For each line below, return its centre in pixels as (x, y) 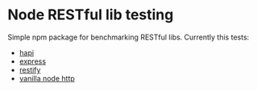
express (32, 61)
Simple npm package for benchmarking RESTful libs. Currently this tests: (128, 37)
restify (30, 69)
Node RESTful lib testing (91, 15)
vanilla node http (47, 78)
